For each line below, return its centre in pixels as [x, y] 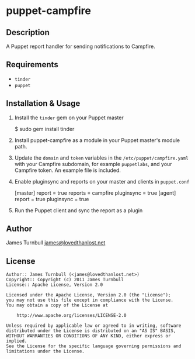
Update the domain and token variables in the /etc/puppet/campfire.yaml [101, 158]
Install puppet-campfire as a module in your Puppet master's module [97, 140]
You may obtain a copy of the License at [57, 305]
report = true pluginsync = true [52, 199]
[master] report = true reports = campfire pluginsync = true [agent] [95, 193]
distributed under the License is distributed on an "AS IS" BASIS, [91, 331]
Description [28, 32]
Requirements [32, 65]
